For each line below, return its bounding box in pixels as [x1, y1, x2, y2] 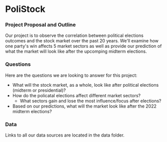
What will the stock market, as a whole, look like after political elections [12, 82, 159, 88]
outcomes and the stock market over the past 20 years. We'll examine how [5, 38, 159, 44]
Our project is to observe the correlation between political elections [5, 32, 144, 38]
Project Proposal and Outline [5, 21, 76, 28]
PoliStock [5, 3, 46, 15]
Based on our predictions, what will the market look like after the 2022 [12, 103, 157, 109]
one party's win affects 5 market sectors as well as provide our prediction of [5, 43, 162, 49]
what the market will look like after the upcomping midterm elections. [5, 48, 147, 54]
